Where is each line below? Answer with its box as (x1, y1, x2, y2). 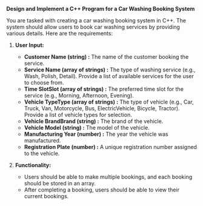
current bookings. (24, 193, 69, 199)
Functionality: (15, 162, 52, 168)
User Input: (15, 42, 44, 48)
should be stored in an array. (24, 180, 96, 187)
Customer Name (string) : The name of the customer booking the (24, 53, 189, 60)
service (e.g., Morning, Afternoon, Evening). (24, 92, 135, 99)
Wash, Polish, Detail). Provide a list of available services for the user (24, 73, 194, 79)
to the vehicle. (24, 150, 60, 157)
